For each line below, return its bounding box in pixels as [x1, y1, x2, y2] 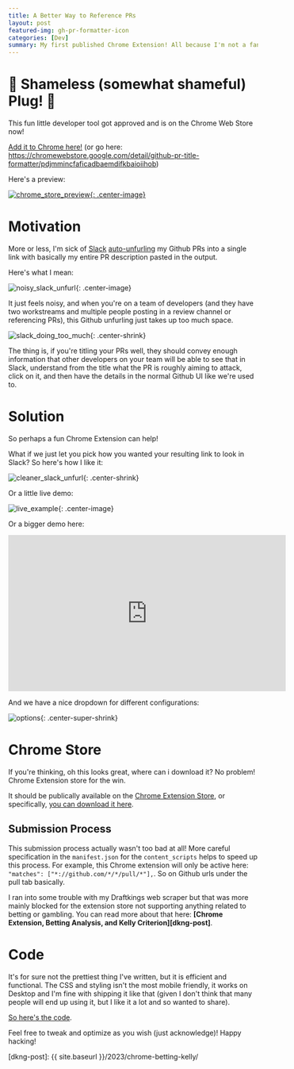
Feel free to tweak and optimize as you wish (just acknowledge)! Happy [8, 1028, 242, 1037]
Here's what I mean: [8, 267, 74, 277]
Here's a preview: [8, 175, 66, 184]
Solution [8, 408, 65, 425]
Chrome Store [8, 741, 101, 759]
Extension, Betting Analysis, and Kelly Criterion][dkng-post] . [8, 917, 213, 927]
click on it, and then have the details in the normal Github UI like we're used [8, 371, 254, 381]
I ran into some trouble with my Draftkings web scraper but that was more [8, 892, 249, 902]
